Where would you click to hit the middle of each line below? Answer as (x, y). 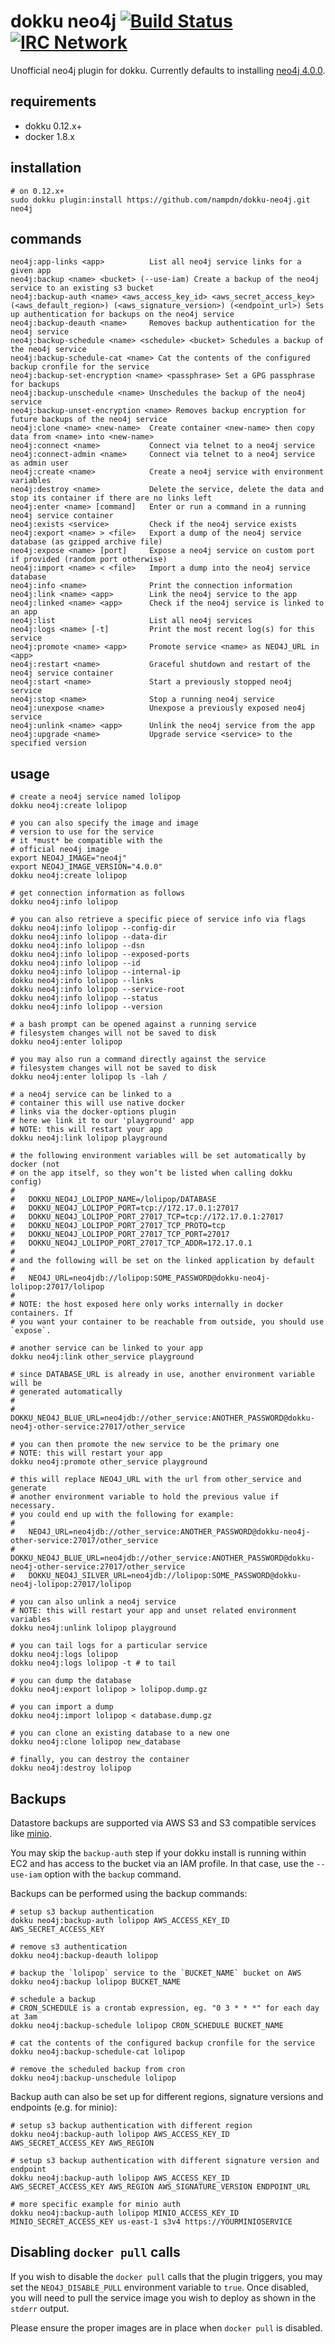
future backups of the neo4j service (89, 420)
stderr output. (40, 2308)
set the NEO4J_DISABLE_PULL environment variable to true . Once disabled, (160, 2287)
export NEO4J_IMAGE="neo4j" (69, 858)
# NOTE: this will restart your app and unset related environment (154, 1611)
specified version (48, 743)
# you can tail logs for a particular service (109, 1646)
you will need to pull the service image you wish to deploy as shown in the (163, 2297)
